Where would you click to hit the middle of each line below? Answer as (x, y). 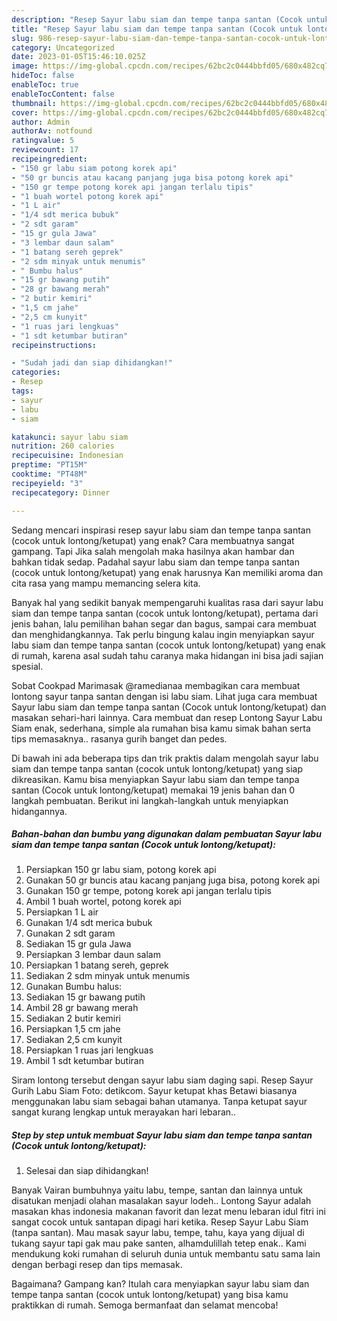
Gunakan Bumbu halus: (74, 987)
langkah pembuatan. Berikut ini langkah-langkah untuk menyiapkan (150, 800)
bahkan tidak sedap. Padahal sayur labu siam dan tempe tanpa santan (155, 562)
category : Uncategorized (63, 47)
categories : (36, 372)
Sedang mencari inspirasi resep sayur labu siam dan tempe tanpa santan (161, 530)
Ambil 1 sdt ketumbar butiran (84, 1061)
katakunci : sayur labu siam (70, 437)
